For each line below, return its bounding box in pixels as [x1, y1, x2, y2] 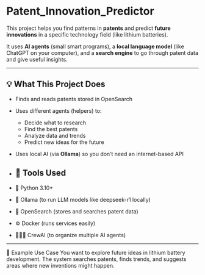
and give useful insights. [6, 55, 68, 63]
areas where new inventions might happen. [6, 262, 115, 269]
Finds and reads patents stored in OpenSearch [15, 95, 133, 102]
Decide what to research [24, 119, 87, 126]
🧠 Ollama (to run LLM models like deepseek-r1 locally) [15, 196, 151, 203]
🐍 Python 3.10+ [15, 184, 54, 191]
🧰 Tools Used [15, 168, 66, 178]
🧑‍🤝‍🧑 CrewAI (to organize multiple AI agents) [15, 231, 126, 238]
